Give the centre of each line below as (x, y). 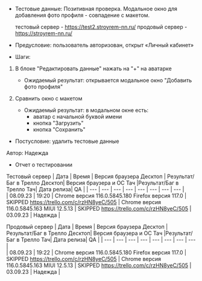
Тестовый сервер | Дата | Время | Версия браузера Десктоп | (86, 176)
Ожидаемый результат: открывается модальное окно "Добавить (108, 80)
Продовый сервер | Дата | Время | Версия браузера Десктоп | (87, 227)
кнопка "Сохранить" (59, 129)
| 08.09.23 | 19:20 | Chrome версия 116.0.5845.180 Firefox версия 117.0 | (96, 196)
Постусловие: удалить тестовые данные (67, 141)
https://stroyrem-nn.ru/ (43, 33)
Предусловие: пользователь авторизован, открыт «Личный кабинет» (104, 45)
